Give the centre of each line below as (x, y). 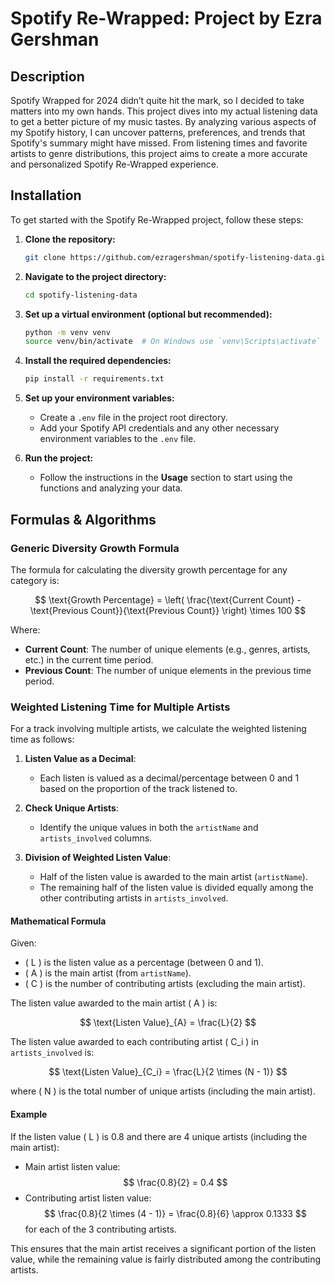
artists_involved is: (52, 1053)
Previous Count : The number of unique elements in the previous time (168, 670)
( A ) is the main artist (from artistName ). (108, 973)
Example (29, 1114)
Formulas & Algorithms (83, 519)
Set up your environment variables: (99, 398)
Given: (23, 943)
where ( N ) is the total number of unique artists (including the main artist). (163, 1091)
